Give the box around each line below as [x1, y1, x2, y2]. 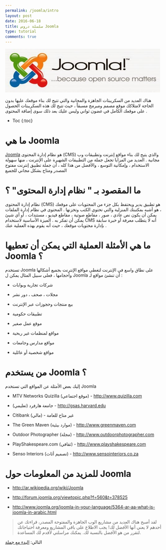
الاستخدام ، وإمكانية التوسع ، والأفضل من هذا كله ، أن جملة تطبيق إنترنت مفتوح [5, 162, 150, 168]
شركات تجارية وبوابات [12, 282, 53, 288]
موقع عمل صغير [12, 320, 42, 326]
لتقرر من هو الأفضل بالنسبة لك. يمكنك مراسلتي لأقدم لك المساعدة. [17, 529, 141, 535]
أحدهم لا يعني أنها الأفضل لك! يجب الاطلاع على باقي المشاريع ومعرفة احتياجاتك [17, 524, 162, 530]
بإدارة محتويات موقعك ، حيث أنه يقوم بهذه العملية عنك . [5, 222, 107, 228]
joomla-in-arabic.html [12, 509, 57, 515]
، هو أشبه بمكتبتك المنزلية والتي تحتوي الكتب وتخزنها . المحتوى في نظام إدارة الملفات [5, 207, 162, 213]
